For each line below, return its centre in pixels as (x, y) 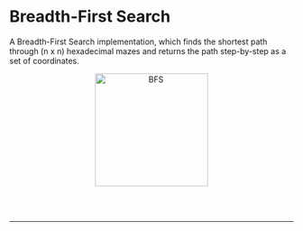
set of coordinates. (44, 60)
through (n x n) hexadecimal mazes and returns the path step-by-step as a (148, 51)
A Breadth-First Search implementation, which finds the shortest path (138, 42)
